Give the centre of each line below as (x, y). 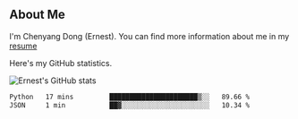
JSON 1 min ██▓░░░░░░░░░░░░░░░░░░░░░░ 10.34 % (130, 105)
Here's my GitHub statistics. (61, 63)
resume (23, 46)
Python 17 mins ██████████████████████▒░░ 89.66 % (130, 97)
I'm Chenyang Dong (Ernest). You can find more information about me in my (149, 36)
